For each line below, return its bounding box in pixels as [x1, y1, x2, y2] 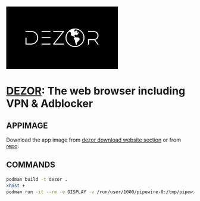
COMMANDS [6, 160, 55, 170]
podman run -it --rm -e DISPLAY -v [6, 189, 95, 195]
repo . [6, 143, 20, 149]
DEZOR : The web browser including [6, 84, 186, 98]
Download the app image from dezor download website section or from [6, 136, 182, 143]
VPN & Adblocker [6, 97, 93, 111]
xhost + [6, 183, 26, 189]
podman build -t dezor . [6, 176, 68, 182]
